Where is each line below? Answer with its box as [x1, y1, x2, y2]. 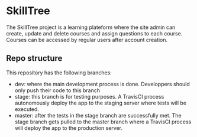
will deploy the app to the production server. [14, 124, 123, 131]
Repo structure [6, 53, 63, 63]
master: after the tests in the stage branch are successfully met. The [14, 112, 182, 119]
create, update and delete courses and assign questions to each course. [6, 30, 183, 37]
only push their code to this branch [14, 87, 101, 94]
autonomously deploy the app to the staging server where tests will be [14, 99, 187, 106]
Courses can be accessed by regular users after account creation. [6, 36, 168, 43]
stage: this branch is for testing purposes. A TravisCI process [14, 93, 164, 100]
